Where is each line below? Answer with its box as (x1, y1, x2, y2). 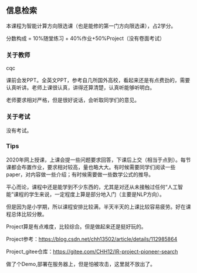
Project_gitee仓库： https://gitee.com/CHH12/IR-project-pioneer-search (6, 248, 178, 255)
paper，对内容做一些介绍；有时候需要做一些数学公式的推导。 (6, 171, 154, 178)
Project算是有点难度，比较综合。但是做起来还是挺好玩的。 (6, 223, 147, 230)
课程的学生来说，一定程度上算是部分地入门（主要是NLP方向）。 (13, 190, 165, 198)
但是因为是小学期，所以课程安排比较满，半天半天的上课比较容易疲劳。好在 (6, 203, 186, 210)
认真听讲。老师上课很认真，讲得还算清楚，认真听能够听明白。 (6, 84, 155, 91)
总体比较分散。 (11, 210, 47, 217)
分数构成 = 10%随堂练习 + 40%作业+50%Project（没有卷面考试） (6, 35, 165, 42)
